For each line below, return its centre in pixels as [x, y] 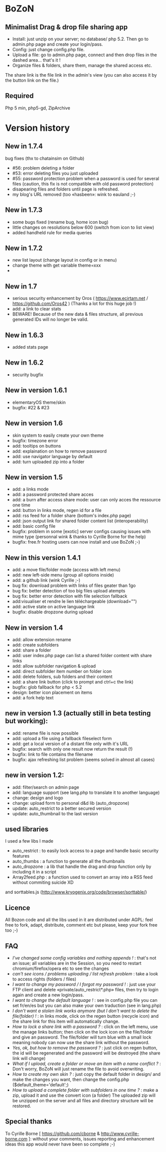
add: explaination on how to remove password [59, 451]
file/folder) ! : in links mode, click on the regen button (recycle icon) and [85, 1016]
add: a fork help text [33, 697]
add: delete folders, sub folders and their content [62, 676]
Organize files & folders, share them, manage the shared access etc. [82, 65]
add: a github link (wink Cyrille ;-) [46, 580]
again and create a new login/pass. [48, 995]
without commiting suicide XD [43, 882]
